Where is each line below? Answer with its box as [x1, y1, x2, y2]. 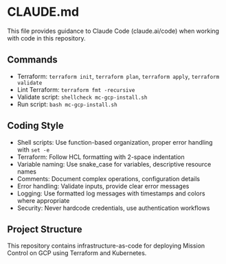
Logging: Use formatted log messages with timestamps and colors [16, 189, 205, 197]
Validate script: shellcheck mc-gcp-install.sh [16, 93, 148, 101]
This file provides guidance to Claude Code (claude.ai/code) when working [7, 27, 220, 35]
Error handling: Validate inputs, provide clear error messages [16, 182, 190, 190]
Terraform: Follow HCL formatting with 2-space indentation [16, 152, 185, 161]
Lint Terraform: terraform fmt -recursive [16, 85, 135, 93]
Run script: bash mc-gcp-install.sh [16, 100, 118, 108]
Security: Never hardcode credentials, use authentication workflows [16, 204, 210, 212]
